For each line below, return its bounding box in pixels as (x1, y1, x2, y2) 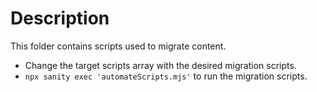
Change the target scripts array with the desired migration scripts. (24, 59, 297, 71)
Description (10, 7, 110, 30)
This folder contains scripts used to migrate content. (10, 40, 227, 52)
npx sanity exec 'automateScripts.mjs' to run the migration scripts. (24, 70, 308, 82)
